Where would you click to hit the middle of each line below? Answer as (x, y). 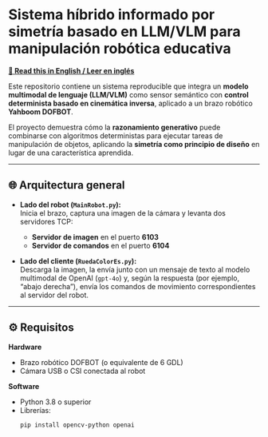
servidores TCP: (46, 221)
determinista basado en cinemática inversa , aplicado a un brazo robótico (130, 103)
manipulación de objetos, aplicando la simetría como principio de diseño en (134, 144)
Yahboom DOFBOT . (41, 111)
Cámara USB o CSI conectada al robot (83, 371)
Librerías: (35, 410)
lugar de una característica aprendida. (71, 153)
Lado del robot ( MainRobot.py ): (70, 205)
